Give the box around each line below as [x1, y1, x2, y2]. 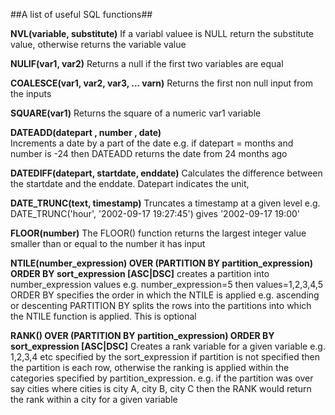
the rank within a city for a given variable [10, 394, 178, 405]
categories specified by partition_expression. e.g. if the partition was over [10, 372, 314, 384]
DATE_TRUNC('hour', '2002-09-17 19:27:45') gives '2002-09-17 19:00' [10, 208, 301, 219]
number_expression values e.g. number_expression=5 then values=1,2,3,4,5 [10, 279, 323, 290]
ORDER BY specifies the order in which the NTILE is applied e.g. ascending [10, 289, 320, 301]
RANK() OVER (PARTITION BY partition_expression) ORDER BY [10, 330, 275, 341]
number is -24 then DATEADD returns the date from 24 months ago [10, 148, 288, 159]
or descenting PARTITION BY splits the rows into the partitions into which [10, 300, 312, 311]
